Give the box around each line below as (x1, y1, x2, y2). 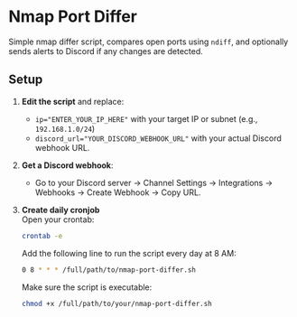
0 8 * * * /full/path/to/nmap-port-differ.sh (21, 265, 196, 275)
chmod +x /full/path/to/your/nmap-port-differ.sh (21, 299, 213, 308)
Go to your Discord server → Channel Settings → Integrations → (34, 177, 273, 188)
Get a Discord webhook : (21, 160, 114, 171)
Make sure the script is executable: (21, 282, 153, 293)
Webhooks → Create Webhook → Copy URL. (34, 187, 201, 198)
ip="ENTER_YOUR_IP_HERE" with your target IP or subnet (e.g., (34, 113, 258, 124)
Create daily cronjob (21, 204, 100, 215)
